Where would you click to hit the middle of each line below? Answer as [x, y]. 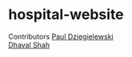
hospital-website [66, 15]
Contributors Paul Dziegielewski [61, 36]
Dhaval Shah [29, 44]
